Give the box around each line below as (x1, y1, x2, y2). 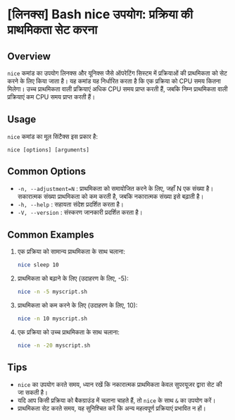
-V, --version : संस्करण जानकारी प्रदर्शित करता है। (17, 208, 143, 216)
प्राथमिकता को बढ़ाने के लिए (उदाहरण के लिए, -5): (17, 274, 129, 283)
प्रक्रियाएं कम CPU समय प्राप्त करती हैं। (7, 93, 96, 101)
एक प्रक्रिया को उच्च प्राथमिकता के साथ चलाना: (17, 328, 120, 337)
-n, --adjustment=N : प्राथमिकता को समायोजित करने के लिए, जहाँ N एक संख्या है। (17, 184, 214, 192)
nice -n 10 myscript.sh (17, 315, 88, 323)
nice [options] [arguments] (7, 146, 90, 154)
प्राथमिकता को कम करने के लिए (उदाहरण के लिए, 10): (17, 301, 138, 309)
